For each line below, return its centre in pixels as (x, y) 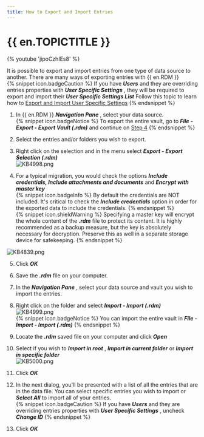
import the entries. (39, 293)
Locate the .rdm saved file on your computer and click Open (91, 336)
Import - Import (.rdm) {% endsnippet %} (68, 325)
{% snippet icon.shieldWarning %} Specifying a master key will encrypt (105, 214)
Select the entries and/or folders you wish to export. (81, 139)
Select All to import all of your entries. (63, 398)
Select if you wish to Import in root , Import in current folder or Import (104, 348)
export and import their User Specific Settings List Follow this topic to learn (102, 96)
